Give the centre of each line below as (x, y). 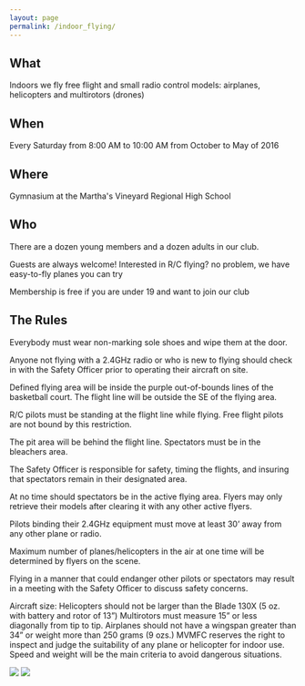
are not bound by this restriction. (71, 424)
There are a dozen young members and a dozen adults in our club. (134, 246)
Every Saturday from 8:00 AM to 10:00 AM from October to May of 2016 (144, 146)
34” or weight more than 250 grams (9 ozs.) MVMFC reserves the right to (147, 635)
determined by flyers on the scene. (75, 560)
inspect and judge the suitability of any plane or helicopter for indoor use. (147, 644)
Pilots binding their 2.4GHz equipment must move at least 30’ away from (146, 524)
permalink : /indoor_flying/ (63, 26)
